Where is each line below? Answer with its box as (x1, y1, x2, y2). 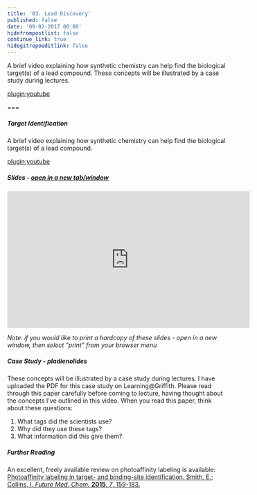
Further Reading (7, 448, 55, 456)
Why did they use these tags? (17, 424, 103, 433)
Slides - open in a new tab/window (7, 173, 109, 181)
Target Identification (7, 119, 68, 127)
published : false (7, 17, 57, 24)
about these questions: (7, 403, 73, 412)
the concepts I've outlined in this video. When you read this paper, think (7, 396, 213, 405)
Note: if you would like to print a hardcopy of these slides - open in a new (7, 333, 218, 342)
